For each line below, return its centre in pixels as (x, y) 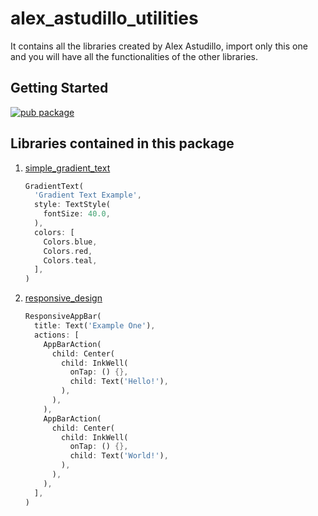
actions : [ (57, 335)
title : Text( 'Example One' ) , (95, 326)
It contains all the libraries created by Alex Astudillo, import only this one (159, 46)
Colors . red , (68, 251)
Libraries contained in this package (122, 143)
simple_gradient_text (67, 168)
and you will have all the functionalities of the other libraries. (134, 56)
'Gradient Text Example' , (88, 195)
